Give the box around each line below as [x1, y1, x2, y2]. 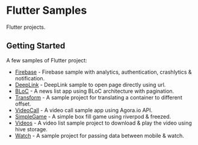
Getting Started [6, 41, 66, 51]
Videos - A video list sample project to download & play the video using [14, 119, 193, 126]
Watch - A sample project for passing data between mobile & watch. [14, 132, 185, 139]
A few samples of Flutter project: [6, 56, 87, 64]
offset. [14, 100, 31, 107]
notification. [14, 74, 45, 81]
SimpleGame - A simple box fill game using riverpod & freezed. [14, 113, 172, 120]
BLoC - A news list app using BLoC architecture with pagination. [14, 87, 175, 95]
